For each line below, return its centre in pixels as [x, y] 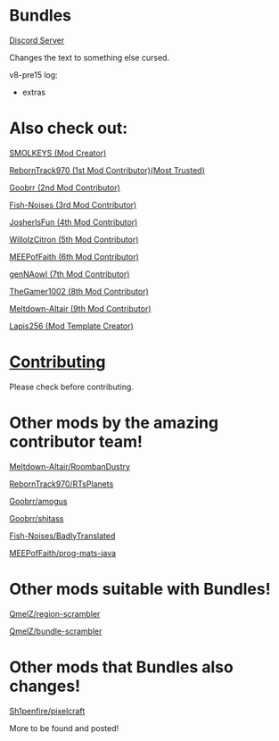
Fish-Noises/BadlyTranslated [62, 536]
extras [34, 92]
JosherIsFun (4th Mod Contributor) [74, 222]
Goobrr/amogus [38, 501]
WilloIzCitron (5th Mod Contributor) [74, 239]
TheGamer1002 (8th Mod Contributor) [79, 291]
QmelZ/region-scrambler [55, 613]
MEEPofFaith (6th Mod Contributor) [74, 256]
